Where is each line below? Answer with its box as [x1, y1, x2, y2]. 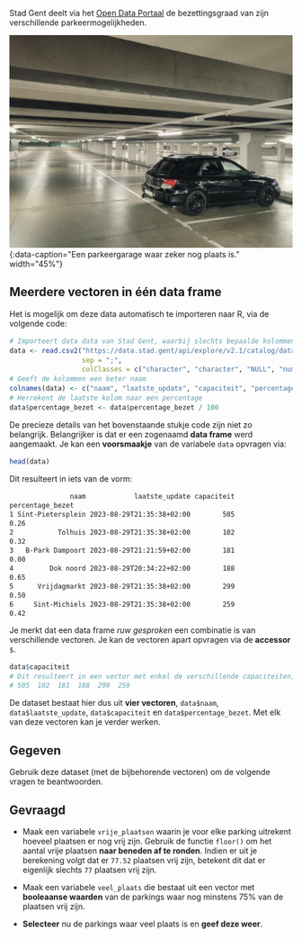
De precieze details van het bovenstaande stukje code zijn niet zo [9, 419, 253, 430]
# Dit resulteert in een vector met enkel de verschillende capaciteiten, [9, 672, 296, 681]
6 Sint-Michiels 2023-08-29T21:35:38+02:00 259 [9, 600, 235, 609]
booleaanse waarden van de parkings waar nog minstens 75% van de [22, 891, 284, 902]
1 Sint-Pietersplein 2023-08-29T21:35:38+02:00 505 [9, 510, 235, 519]
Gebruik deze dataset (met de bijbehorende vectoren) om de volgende [9, 767, 271, 778]
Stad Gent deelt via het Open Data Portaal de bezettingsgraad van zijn [9, 8, 270, 18]
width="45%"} [9, 258, 63, 269]
